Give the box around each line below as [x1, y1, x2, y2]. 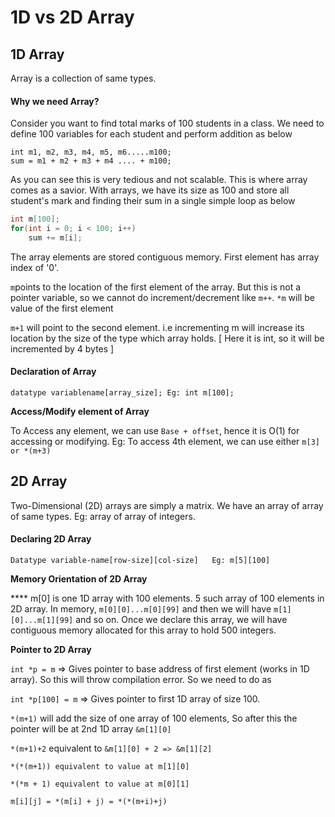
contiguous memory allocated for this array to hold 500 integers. [10, 624, 277, 636]
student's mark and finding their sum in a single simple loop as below [10, 195, 296, 207]
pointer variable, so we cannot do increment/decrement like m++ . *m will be [10, 291, 315, 303]
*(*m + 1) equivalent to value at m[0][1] [10, 779, 190, 790]
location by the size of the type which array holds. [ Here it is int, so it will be [10, 332, 325, 344]
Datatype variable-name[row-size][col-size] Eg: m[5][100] [10, 556, 271, 566]
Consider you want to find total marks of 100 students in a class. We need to [10, 117, 325, 130]
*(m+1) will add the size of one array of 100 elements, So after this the [10, 712, 298, 725]
